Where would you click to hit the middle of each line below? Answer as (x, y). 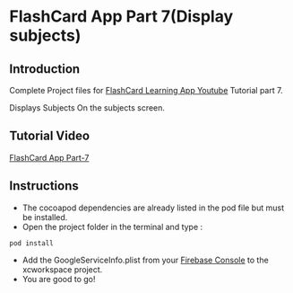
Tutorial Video (50, 136)
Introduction (45, 69)
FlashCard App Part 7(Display (121, 17)
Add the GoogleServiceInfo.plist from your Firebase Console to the (145, 260)
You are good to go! (59, 279)
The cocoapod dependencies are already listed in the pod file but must (153, 208)
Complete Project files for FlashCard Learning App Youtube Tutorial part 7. (146, 90)
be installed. (45, 217)
